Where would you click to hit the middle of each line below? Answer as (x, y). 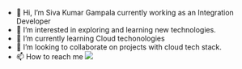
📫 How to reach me (49, 56)
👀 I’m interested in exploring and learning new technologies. (116, 30)
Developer (33, 21)
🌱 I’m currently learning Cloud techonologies (90, 38)
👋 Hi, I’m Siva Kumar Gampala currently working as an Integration (125, 13)
